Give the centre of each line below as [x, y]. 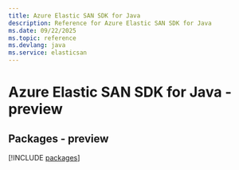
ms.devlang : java [37, 45]
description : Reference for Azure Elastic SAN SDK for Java [110, 23]
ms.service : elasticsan [48, 53]
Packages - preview [59, 138]
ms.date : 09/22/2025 [43, 30]
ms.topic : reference [43, 38]
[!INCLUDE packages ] [44, 158]
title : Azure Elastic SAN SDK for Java [74, 16]
